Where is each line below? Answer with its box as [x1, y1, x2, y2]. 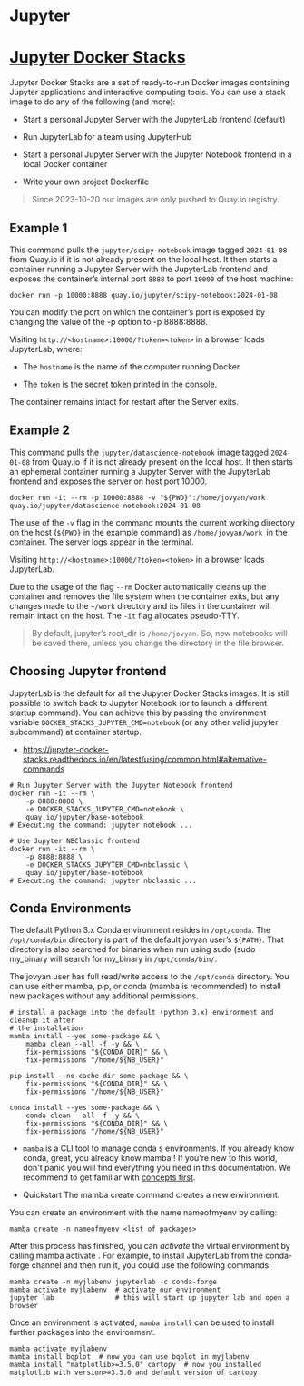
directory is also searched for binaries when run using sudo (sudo [9, 944, 256, 955]
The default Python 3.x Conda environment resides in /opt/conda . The [9, 925, 271, 936]
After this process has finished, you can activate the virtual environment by [9, 1241, 290, 1252]
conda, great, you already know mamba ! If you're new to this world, [22, 1153, 279, 1164]
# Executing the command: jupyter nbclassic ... [9, 876, 197, 885]
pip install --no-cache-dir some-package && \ [9, 1072, 189, 1081]
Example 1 [9, 220, 68, 236]
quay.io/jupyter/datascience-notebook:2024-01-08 [9, 501, 201, 510]
